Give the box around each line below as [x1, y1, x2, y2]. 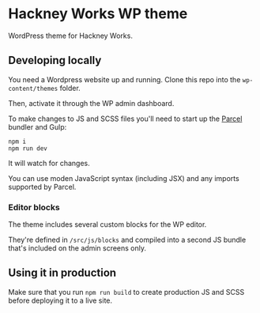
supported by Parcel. [8, 182, 77, 191]
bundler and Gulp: [8, 122, 67, 131]
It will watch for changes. [8, 158, 90, 168]
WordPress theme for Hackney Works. [8, 31, 133, 40]
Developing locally [8, 54, 102, 67]
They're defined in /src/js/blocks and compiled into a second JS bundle [8, 235, 247, 245]
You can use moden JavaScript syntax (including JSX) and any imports [8, 173, 239, 183]
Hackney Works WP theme [8, 5, 188, 23]
